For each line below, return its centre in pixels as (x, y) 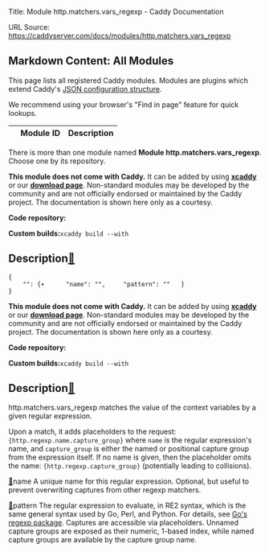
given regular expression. (50, 416)
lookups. (23, 113)
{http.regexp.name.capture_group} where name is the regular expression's (130, 440)
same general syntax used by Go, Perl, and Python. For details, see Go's (128, 514)
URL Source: (29, 27)
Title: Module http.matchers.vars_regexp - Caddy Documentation (116, 12)
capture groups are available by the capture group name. (102, 540)
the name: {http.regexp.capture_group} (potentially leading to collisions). (130, 466)
